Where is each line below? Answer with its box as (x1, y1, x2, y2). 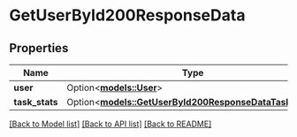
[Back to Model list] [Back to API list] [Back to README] (9, 118, 212, 129)
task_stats (13, 96, 58, 108)
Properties (9, 41, 69, 56)
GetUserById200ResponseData (9, 5, 246, 26)
